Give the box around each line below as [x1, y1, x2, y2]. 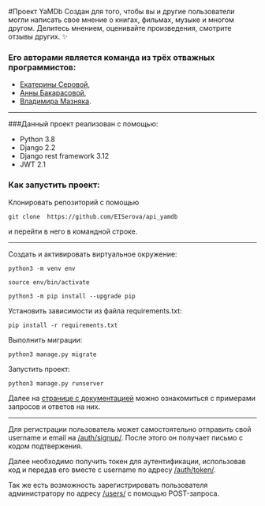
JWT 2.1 [19, 159, 46, 169]
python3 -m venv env [8, 264, 77, 272]
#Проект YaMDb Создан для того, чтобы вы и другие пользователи [8, 7, 235, 16]
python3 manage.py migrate [8, 350, 97, 358]
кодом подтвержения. [8, 441, 83, 451]
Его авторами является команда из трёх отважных [8, 51, 215, 62]
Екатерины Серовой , [19, 80, 91, 89]
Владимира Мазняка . [19, 96, 92, 106]
